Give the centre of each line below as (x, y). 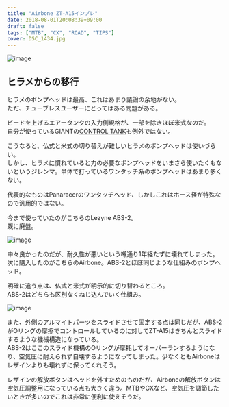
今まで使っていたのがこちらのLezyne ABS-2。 (72, 217)
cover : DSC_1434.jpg (37, 39)
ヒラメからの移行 (43, 82)
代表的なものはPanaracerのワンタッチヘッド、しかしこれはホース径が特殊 (111, 194)
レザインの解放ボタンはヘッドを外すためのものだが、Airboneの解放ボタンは (114, 379)
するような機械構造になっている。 (55, 339)
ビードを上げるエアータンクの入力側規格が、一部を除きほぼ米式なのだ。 (109, 122)
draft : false (26, 26)
